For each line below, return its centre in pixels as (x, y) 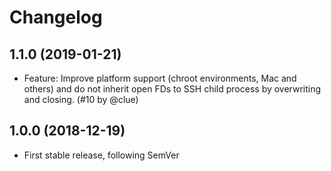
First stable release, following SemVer (101, 155)
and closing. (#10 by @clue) (81, 99)
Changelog (56, 17)
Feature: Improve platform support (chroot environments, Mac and (160, 78)
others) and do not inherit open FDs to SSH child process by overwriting (172, 89)
